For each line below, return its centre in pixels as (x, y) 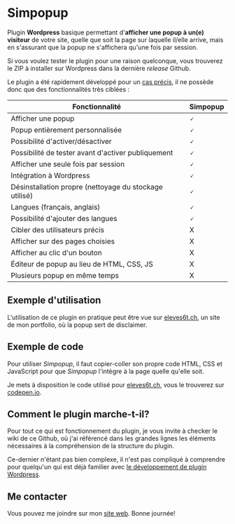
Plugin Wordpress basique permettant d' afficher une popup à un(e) (106, 32)
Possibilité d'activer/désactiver (61, 141)
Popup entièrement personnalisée (66, 130)
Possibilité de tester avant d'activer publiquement (92, 152)
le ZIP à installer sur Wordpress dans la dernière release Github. (99, 68)
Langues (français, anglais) (56, 207)
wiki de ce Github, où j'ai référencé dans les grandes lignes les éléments (112, 438)
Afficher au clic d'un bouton (57, 253)
